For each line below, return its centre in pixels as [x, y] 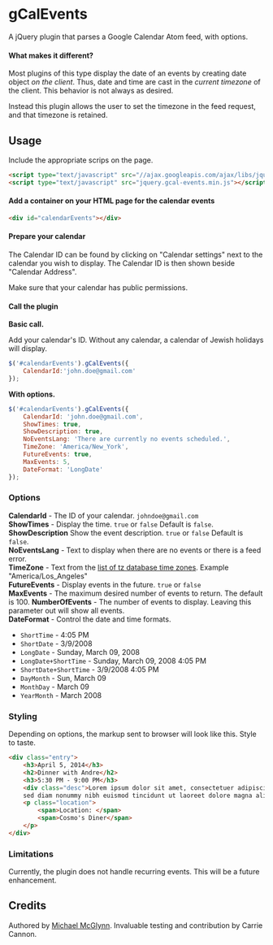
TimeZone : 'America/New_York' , [76, 447]
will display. [28, 349]
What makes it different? [51, 55]
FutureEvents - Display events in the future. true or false [105, 584]
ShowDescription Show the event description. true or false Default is [126, 532]
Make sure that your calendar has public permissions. [98, 287]
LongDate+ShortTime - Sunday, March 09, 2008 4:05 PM [113, 661]
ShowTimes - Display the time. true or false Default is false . [111, 524]
